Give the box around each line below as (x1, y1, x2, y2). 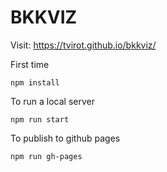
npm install (10, 77, 60, 88)
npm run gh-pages (10, 151, 83, 161)
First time (10, 58, 50, 70)
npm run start (10, 114, 70, 125)
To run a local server (10, 95, 96, 107)
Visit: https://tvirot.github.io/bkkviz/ (10, 39, 157, 51)
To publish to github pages (10, 132, 121, 144)
